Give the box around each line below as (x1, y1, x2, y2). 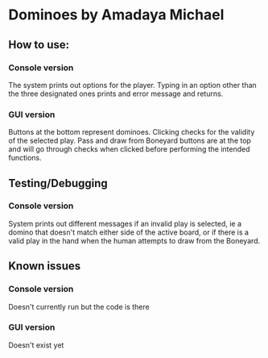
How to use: (8, 38, 70, 52)
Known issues (8, 260, 81, 273)
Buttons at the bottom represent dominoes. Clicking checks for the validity (8, 127, 255, 137)
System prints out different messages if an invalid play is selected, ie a (8, 219, 242, 228)
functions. (8, 153, 42, 163)
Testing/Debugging (8, 176, 109, 190)
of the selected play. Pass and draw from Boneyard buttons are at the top (8, 135, 252, 146)
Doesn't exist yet (8, 340, 64, 350)
